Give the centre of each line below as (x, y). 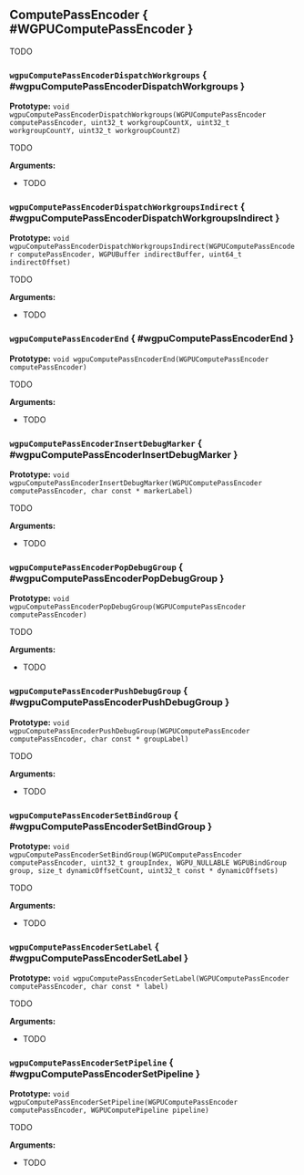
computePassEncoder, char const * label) (89, 987)
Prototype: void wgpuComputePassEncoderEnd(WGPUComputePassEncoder (139, 359)
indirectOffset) (40, 263)
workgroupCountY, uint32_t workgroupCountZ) (95, 131)
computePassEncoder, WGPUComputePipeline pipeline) (109, 1111)
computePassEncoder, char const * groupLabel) (99, 739)
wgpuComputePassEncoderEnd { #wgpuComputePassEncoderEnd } (152, 338)
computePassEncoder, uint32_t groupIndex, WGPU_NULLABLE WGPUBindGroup (148, 863)
